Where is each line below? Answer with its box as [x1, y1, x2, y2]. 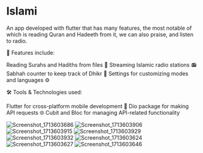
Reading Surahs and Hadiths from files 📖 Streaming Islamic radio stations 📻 [6, 61, 197, 68]
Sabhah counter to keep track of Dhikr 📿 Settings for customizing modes [6, 70, 189, 77]
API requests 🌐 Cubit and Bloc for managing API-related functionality [6, 109, 180, 116]
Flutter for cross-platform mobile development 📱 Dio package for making [6, 102, 189, 110]
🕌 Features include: [6, 49, 55, 56]
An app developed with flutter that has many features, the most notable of [6, 24, 192, 32]
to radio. [6, 37, 27, 44]
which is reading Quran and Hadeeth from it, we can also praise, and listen [6, 30, 194, 38]
